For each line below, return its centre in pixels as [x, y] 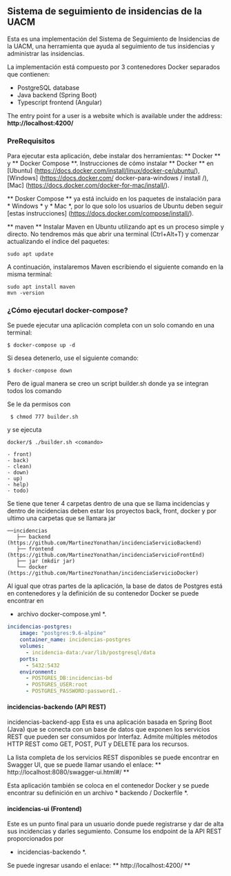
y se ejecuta [24, 430]
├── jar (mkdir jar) [46, 561]
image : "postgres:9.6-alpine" [63, 634]
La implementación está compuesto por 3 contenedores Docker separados [114, 67]
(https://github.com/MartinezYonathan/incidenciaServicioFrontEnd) [106, 555]
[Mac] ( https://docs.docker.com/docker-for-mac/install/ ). [88, 185]
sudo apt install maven [41, 287]
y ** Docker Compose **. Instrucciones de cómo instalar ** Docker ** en [110, 163]
